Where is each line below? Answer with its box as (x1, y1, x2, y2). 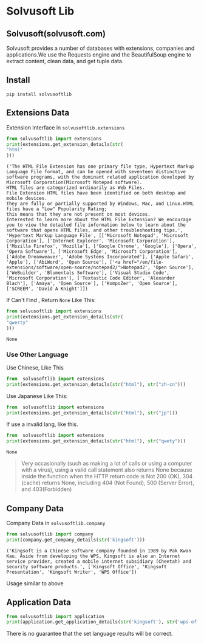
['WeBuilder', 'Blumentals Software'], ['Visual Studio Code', (6, 270, 170, 276)
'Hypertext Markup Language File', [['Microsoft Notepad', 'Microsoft (6, 233, 189, 239)
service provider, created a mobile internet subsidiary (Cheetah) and (6, 558, 191, 565)
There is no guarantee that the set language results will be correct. (6, 630, 173, 638)
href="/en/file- (123, 260, 165, 266)
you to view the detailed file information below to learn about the (6, 222, 186, 229)
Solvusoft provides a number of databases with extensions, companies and (6, 44, 195, 52)
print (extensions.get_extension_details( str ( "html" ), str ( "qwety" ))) (6, 438, 186, 444)
